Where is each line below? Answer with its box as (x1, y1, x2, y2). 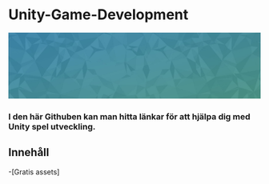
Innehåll (8, 146, 50, 159)
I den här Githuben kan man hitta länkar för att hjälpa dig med (8, 110, 251, 122)
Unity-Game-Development (8, 6, 189, 24)
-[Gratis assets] (8, 166, 60, 177)
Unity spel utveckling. (8, 121, 96, 132)
